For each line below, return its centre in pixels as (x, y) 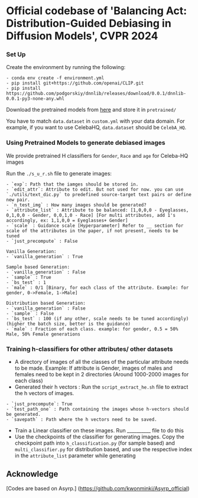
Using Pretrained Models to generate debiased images (86, 143)
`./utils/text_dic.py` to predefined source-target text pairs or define (99, 194)
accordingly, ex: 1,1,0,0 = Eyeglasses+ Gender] (67, 220)
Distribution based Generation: (46, 303)
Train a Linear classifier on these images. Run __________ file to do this (99, 431)
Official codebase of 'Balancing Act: (97, 11)
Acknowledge (32, 474)
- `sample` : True (29, 277)
